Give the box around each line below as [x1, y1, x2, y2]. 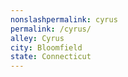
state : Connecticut [10, 52, 92, 62]
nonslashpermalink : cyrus [10, 14, 118, 25]
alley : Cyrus [10, 33, 65, 43]
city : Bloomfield [10, 42, 83, 53]
